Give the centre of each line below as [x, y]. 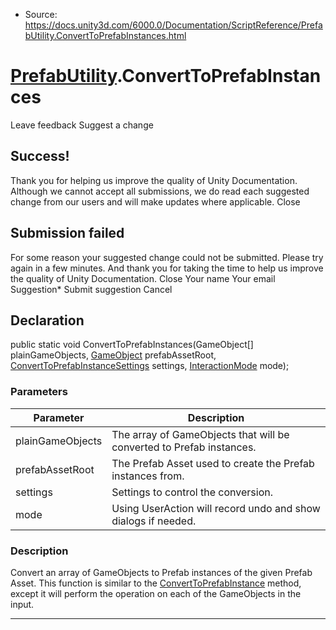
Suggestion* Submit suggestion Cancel [91, 289]
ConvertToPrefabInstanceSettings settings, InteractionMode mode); [150, 366]
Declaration [47, 320]
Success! [40, 156]
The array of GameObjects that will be [200, 434]
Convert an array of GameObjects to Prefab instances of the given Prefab [161, 572]
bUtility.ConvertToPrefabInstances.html [105, 35]
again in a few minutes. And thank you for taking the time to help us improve [167, 268]
